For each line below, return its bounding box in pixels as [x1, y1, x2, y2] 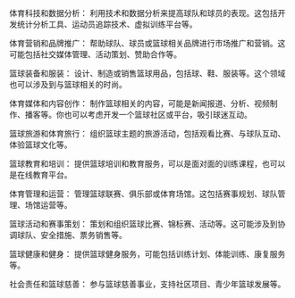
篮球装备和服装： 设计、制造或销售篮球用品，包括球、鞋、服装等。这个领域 [9, 68, 286, 79]
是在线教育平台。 [9, 170, 72, 180]
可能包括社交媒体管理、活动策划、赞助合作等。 [9, 49, 181, 60]
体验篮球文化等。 [9, 139, 72, 150]
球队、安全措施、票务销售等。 [16, 230, 127, 240]
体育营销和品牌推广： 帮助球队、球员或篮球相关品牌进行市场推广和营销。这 [9, 38, 286, 48]
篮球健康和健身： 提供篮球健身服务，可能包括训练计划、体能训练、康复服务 [9, 249, 286, 259]
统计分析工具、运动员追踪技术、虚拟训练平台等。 [16, 19, 198, 29]
